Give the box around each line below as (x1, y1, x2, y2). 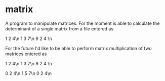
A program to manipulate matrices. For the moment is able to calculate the (5, 20, 160, 26)
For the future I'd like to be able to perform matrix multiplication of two (5, 45, 152, 51)
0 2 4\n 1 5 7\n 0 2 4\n (5, 70, 52, 76)
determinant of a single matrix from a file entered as (5, 25, 114, 31)
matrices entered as (5, 51, 47, 57)
